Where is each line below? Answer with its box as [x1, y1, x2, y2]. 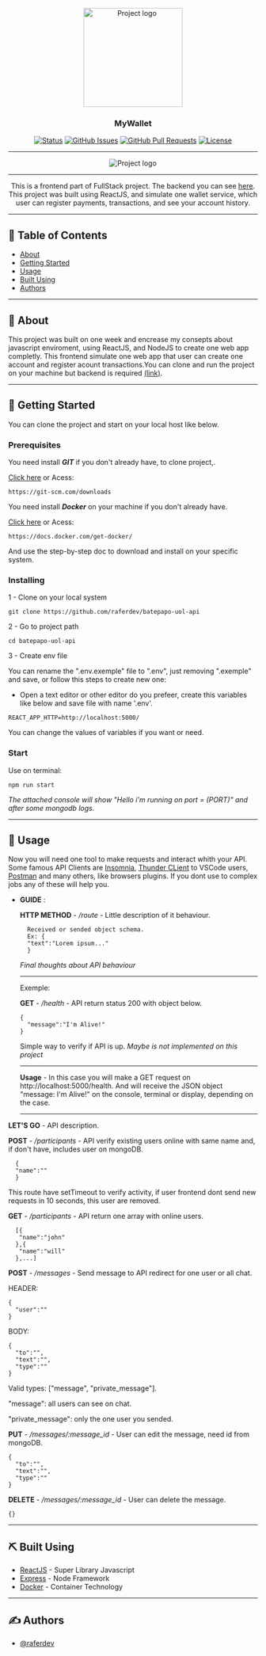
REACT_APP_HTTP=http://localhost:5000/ [8, 714, 140, 722]
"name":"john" [18, 1234, 66, 1242]
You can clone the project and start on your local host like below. [8, 420, 219, 429]
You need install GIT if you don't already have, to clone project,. [8, 458, 216, 467]
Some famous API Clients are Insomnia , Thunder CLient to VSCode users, [8, 863, 249, 873]
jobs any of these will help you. [8, 880, 109, 889]
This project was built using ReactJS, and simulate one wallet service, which [8, 190, 258, 200]
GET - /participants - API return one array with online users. [8, 1212, 204, 1221]
